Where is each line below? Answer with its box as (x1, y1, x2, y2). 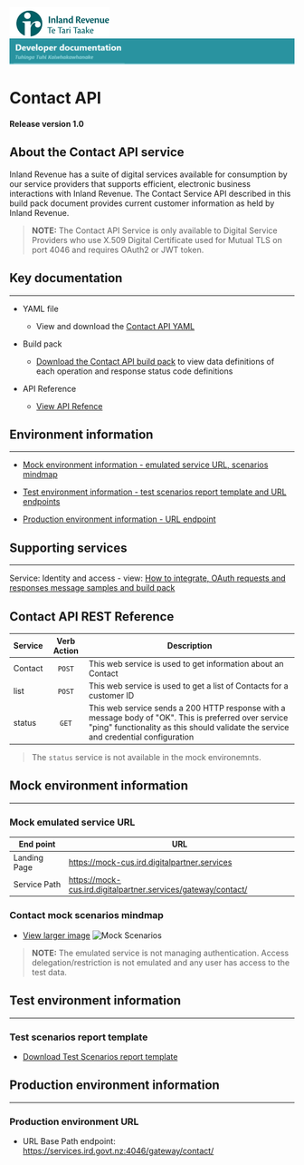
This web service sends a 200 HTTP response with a (89, 702, 286, 714)
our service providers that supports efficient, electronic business (9, 178, 252, 189)
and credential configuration (89, 731, 195, 742)
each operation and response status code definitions (35, 366, 233, 377)
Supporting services (9, 540, 128, 555)
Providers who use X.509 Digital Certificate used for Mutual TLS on (31, 234, 282, 245)
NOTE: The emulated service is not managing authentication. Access (31, 947, 290, 958)
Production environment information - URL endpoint (22, 514, 216, 524)
